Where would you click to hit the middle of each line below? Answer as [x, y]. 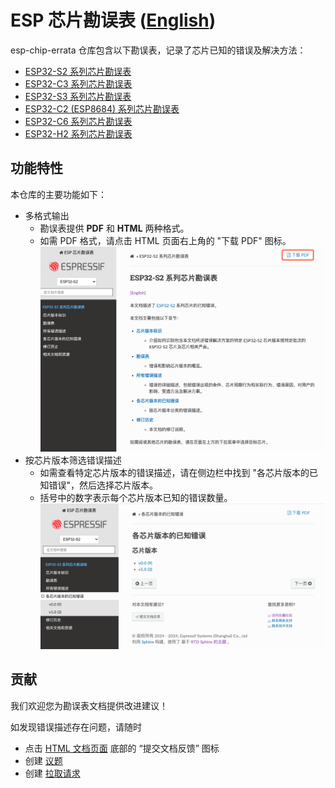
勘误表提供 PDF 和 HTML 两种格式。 [114, 228]
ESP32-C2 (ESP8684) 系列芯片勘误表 [102, 108]
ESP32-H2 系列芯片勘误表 [78, 133]
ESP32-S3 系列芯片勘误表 [78, 96]
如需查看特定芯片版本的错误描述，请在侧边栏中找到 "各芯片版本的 [174, 473]
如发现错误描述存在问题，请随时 [76, 727]
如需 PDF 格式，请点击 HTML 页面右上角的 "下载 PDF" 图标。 [165, 240]
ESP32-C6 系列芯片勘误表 [78, 121]
